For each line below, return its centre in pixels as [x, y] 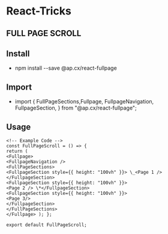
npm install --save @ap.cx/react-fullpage [66, 68]
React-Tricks [39, 11]
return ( [17, 152]
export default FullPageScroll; [46, 225]
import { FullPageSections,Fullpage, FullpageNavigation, [84, 102]
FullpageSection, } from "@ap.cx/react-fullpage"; [76, 108]
